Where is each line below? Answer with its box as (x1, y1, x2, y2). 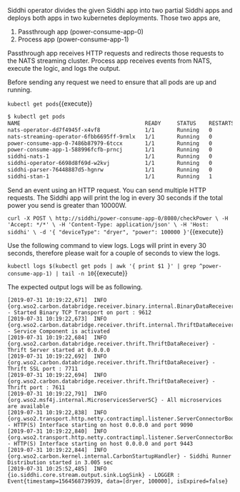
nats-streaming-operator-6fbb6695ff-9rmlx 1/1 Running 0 (7, 133, 213, 140)
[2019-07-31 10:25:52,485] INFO (7, 465, 107, 472)
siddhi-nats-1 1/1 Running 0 (7, 153, 213, 160)
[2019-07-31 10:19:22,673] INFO (7, 315, 107, 322)
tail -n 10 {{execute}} (61, 268, 129, 277)
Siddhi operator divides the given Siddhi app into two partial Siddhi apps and (7, 6, 233, 14)
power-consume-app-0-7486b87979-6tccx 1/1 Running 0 (7, 139, 213, 147)
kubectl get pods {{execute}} (7, 99, 93, 108)
